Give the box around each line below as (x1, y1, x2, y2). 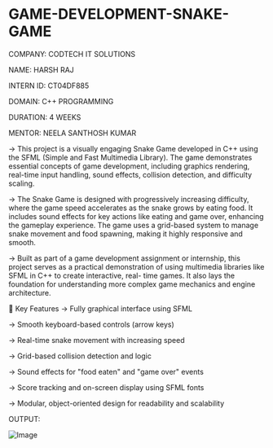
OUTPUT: (8, 414, 41, 424)
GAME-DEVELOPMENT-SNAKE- (8, 5, 230, 24)
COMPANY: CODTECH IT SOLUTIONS (8, 49, 136, 59)
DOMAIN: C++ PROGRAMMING (8, 96, 114, 106)
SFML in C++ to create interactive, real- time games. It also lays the (8, 270, 235, 280)
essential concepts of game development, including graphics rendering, (8, 160, 250, 171)
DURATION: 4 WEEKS (8, 112, 81, 122)
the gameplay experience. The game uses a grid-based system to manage (8, 220, 259, 230)
